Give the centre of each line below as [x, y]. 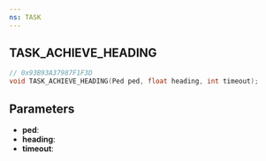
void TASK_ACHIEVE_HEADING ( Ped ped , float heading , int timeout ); [134, 81]
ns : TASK [25, 17]
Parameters [42, 109]
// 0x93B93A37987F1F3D [51, 73]
